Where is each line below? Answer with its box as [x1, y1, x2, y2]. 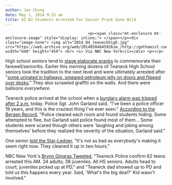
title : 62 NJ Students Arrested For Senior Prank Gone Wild [5, 17, 137, 22]
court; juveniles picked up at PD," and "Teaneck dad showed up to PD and [5, 164, 162, 170]
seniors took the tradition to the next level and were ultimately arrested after [5, 69, 165, 75]
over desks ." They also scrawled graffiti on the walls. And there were [5, 80, 150, 86]
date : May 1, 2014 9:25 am [5, 12, 63, 17]
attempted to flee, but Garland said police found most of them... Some [5, 117, 153, 123]
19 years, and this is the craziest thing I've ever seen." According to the [5, 106, 155, 112]
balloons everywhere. [5, 85, 51, 91]
